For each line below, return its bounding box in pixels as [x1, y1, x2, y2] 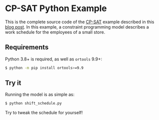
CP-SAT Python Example [5, 3, 107, 14]
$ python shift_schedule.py [5, 101, 62, 106]
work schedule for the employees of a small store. [5, 29, 106, 35]
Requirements [5, 43, 49, 51]
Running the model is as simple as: [5, 91, 74, 97]
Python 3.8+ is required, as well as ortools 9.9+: [5, 56, 103, 62]
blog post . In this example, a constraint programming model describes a [5, 24, 149, 30]
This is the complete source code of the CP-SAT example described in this [5, 19, 155, 25]
